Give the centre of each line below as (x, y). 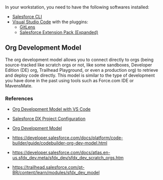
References (19, 98)
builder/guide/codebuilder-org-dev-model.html (60, 143)
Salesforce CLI (27, 16)
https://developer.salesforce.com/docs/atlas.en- (61, 152)
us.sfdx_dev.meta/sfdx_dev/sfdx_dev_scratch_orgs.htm (68, 158)
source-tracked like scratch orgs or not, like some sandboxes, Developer (79, 65)
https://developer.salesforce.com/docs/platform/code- (68, 138)
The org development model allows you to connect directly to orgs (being (79, 60)
